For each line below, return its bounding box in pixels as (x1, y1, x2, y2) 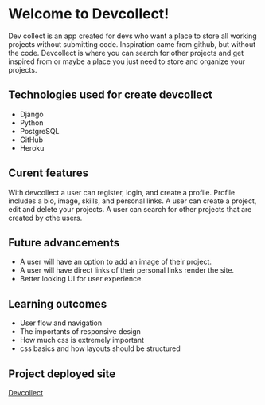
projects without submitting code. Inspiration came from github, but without (8, 39, 256, 49)
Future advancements (8, 236, 120, 250)
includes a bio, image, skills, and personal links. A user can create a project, (8, 196, 257, 206)
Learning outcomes (8, 297, 107, 311)
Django (19, 109, 44, 119)
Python (19, 117, 44, 128)
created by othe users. (8, 213, 83, 222)
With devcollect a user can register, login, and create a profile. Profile (8, 187, 236, 197)
